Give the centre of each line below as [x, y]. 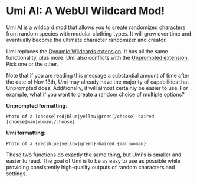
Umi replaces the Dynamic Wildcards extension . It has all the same [87, 51]
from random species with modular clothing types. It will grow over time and [98, 33]
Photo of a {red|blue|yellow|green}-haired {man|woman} [76, 143]
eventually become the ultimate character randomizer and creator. [86, 40]
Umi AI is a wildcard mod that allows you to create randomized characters [96, 27]
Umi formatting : [26, 133]
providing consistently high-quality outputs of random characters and [91, 167]
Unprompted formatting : [37, 105]
